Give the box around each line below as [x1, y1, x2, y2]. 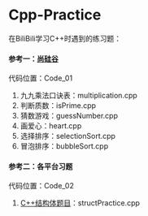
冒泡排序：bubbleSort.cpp [20, 141, 108, 151]
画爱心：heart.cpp [20, 121, 82, 131]
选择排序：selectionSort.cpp [20, 132, 116, 141]
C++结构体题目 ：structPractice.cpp [20, 198, 141, 208]
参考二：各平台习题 [8, 161, 73, 171]
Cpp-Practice [8, 6, 102, 24]
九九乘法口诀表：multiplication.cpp [20, 91, 138, 101]
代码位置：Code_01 [8, 73, 73, 83]
